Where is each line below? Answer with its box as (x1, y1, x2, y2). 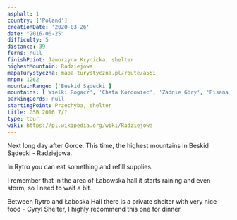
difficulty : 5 (7, 37, 49, 44)
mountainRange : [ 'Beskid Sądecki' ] (7, 82, 112, 90)
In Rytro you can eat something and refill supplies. (7, 162, 153, 171)
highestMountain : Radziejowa (7, 63, 93, 70)
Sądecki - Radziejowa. (7, 149, 73, 157)
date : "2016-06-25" (7, 30, 65, 37)
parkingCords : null (7, 96, 65, 103)
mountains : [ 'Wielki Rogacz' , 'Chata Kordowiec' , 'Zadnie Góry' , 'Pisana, (7, 89, 232, 96)
